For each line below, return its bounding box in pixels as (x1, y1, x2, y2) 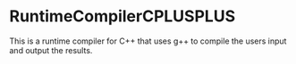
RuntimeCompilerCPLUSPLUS (9, 6, 235, 27)
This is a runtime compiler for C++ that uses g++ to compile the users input (9, 36, 287, 46)
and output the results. (9, 44, 93, 55)
